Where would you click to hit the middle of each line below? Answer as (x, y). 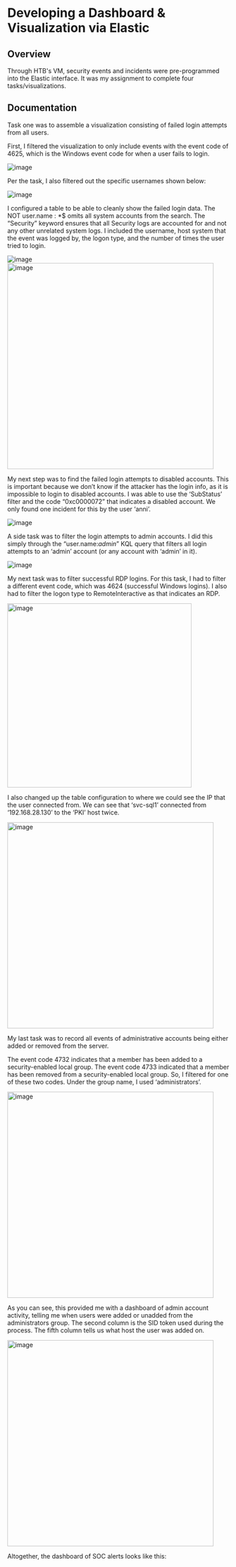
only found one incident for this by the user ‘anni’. (79, 509)
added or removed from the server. (58, 1046)
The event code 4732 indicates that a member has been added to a (105, 1059)
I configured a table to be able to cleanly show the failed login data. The (111, 208)
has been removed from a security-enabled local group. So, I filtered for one (118, 1074)
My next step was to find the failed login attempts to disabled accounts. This (118, 479)
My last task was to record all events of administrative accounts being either (118, 1038)
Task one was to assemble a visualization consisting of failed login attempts (117, 125)
